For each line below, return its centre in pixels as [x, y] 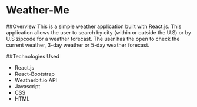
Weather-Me [38, 10]
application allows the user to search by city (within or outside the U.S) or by [98, 32]
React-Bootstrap [34, 74]
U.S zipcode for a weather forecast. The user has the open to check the [93, 39]
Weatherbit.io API [36, 80]
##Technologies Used [33, 56]
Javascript [27, 86]
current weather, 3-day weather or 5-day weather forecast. [78, 45]
